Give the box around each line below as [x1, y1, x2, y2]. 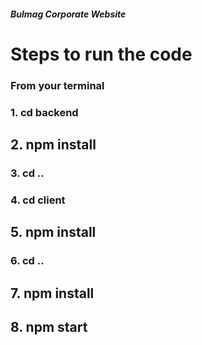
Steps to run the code [10, 43, 193, 65]
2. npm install [10, 136, 97, 154]
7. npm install [10, 285, 95, 302]
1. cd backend [10, 105, 79, 119]
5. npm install [10, 224, 97, 241]
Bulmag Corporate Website [10, 8, 127, 20]
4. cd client [10, 193, 66, 207]
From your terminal [10, 78, 105, 92]
